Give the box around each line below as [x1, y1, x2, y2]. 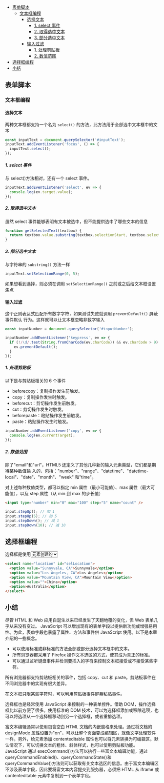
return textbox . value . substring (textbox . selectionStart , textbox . [9, 233, 147, 238]
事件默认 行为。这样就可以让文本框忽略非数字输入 [5, 317, 105, 323]
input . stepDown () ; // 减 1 [5, 518, 60, 523]
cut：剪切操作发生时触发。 [12, 406, 66, 412]
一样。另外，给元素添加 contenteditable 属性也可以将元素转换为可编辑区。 [5, 736, 155, 742]
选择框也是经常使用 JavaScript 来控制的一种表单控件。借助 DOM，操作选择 [5, 702, 156, 707]
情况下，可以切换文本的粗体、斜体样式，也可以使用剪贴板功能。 [9, 742, 138, 748]
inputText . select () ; [9, 146, 51, 151]
